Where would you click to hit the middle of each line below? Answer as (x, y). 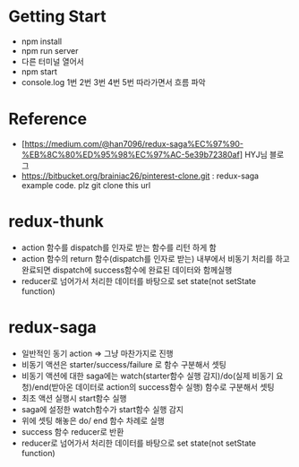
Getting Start (57, 17)
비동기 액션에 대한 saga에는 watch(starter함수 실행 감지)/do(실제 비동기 (148, 376)
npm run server (50, 50)
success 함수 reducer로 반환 (73, 431)
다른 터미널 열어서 (52, 61)
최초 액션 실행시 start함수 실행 (74, 398)
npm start (39, 71)
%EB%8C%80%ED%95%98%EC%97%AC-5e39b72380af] (132, 154)
